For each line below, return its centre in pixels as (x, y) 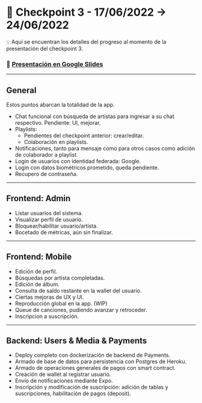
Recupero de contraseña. (46, 174)
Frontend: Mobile (39, 257)
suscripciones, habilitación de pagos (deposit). (73, 393)
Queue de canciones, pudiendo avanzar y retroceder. (81, 310)
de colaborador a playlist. (46, 155)
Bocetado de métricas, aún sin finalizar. (64, 232)
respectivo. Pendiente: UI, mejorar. (58, 123)
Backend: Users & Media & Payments (77, 341)
